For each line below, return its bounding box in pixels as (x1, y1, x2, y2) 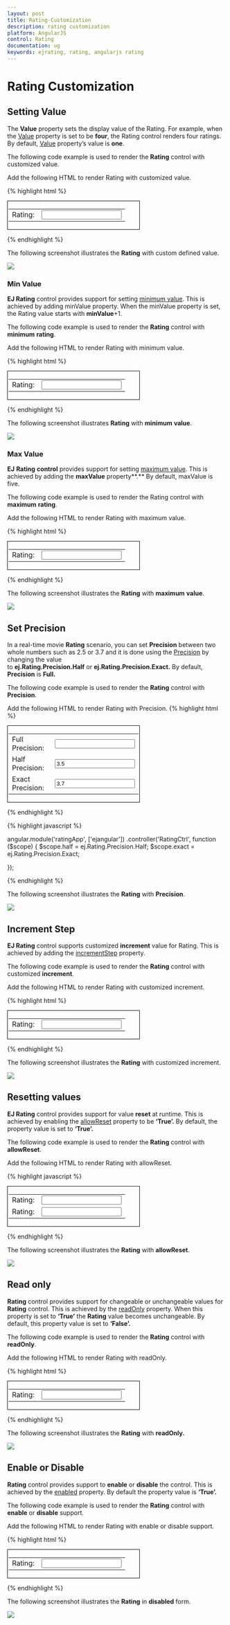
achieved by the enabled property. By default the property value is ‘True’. (7, 1487, 217, 1496)
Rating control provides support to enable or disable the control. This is (7, 1480, 213, 1489)
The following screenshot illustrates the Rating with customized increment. (7, 1058, 222, 1067)
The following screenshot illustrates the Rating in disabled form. (7, 1597, 191, 1606)
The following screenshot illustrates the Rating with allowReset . (7, 1245, 191, 1254)
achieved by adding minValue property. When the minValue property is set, (7, 302, 221, 310)
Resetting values (7, 1092, 82, 1103)
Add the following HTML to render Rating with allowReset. (7, 1158, 172, 1167)
